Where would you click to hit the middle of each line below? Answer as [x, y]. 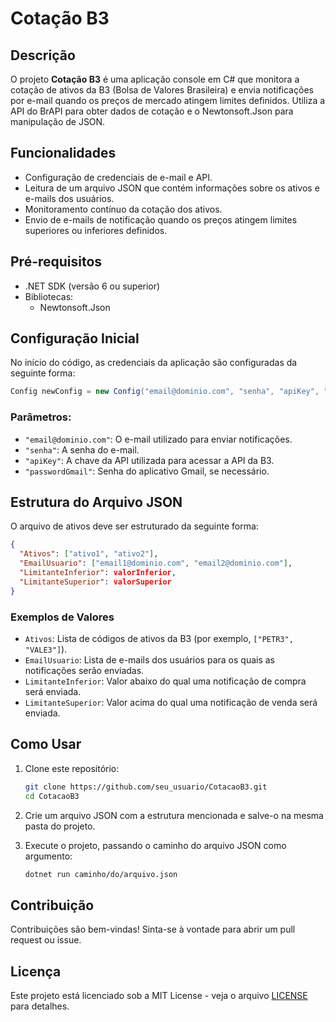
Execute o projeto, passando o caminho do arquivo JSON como [155, 845]
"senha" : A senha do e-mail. [82, 449]
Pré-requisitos [56, 262]
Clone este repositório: [72, 768]
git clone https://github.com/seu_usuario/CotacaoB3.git [146, 787]
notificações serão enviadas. [84, 670]
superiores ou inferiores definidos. [96, 230]
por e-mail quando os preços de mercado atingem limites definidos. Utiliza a [168, 100]
